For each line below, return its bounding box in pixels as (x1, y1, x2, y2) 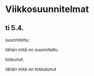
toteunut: (5, 56, 24, 62)
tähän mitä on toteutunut (5, 66, 57, 72)
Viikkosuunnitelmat (5, 4, 89, 15)
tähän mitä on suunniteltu (5, 47, 58, 52)
